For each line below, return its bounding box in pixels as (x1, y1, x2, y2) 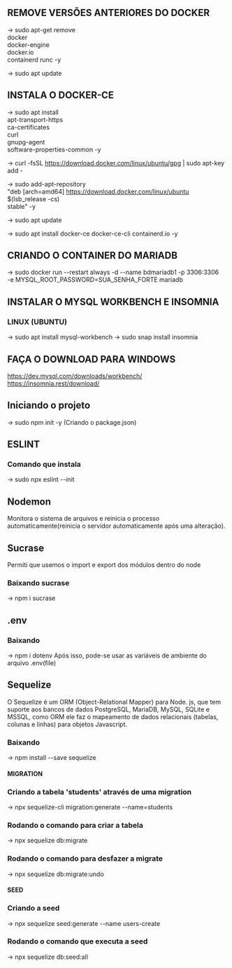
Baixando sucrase (7, 578, 70, 587)
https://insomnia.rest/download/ (7, 379, 100, 388)
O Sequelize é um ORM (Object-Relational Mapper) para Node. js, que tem (7, 697, 222, 706)
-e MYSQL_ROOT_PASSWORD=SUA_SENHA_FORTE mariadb (7, 275, 183, 284)
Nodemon (7, 496, 51, 507)
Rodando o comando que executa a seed (7, 936, 148, 946)
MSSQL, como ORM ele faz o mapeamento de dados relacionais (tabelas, (7, 712, 219, 721)
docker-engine (7, 40, 50, 49)
